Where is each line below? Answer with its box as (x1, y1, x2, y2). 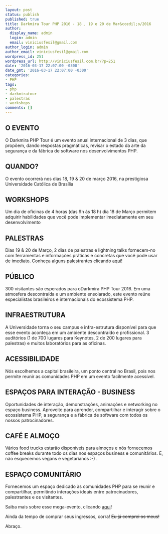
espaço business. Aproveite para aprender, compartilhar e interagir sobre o (5, 407, 160, 413)
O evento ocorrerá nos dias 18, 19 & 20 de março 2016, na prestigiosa (5, 175, 148, 182)
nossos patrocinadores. (5, 417, 54, 423)
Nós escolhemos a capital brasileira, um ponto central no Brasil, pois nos (5, 368, 155, 374)
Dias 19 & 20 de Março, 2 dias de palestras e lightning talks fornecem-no (5, 247, 156, 253)
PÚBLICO (5, 272, 35, 281)
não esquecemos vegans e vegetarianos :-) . (5, 456, 98, 462)
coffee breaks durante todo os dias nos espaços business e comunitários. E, (5, 450, 163, 456)
